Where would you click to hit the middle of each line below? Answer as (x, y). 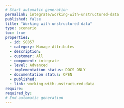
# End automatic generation (34, 98)
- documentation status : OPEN (41, 75)
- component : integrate (34, 61)
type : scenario (21, 28)
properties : (17, 38)
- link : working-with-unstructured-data (52, 84)
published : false (23, 19)
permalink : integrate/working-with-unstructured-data (62, 14)
